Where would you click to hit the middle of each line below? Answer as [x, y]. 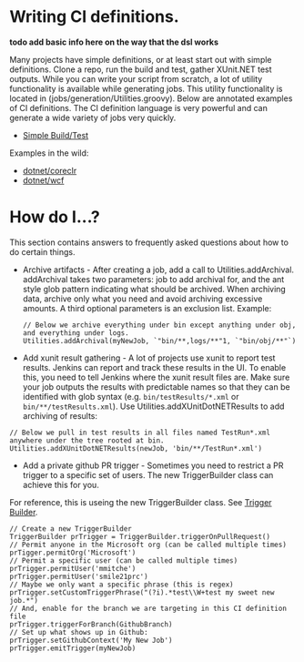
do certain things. [42, 251]
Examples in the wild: [49, 153]
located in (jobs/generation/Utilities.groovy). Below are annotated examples [151, 98]
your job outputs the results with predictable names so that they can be [156, 387]
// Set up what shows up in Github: [79, 632]
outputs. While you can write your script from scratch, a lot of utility [136, 78]
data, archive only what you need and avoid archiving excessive [142, 299]
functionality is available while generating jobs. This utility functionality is [146, 88]
